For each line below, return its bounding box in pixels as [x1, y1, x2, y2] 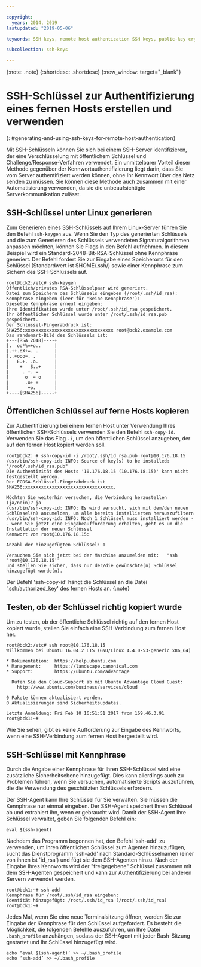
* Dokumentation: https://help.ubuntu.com [6, 658, 117, 664]
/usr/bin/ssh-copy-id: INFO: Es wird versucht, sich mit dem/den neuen [6, 505, 188, 511]
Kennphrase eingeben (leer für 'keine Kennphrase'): [6, 296, 141, 302]
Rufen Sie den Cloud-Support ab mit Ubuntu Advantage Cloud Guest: [11, 679, 184, 685]
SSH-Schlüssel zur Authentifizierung [6, 89, 194, 103]
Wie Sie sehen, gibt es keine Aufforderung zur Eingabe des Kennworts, [6, 726, 181, 733]
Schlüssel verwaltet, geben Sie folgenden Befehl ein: [6, 815, 136, 823]
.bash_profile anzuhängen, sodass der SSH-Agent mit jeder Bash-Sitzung [6, 932, 190, 939]
